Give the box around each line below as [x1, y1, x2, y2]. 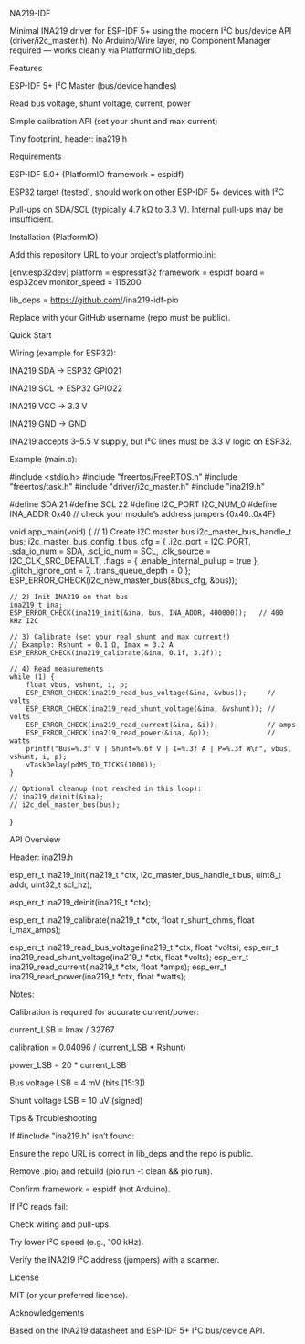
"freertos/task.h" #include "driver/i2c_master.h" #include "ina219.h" [9, 482, 265, 492]
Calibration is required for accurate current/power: [9, 1007, 199, 1017]
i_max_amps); [9, 925, 61, 935]
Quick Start [9, 330, 52, 341]
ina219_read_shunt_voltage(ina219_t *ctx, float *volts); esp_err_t [9, 952, 249, 962]
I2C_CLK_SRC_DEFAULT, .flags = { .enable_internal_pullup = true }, [9, 556, 260, 566]
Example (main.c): [9, 454, 78, 464]
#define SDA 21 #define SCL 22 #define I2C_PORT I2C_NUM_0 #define [9, 499, 278, 510]
